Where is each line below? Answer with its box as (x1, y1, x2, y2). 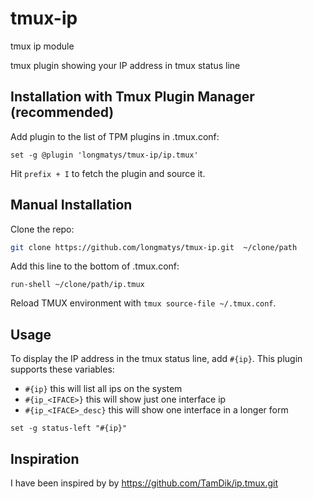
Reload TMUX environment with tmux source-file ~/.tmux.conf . (10, 297, 277, 309)
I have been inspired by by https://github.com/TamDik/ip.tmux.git (10, 477, 279, 489)
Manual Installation (10, 197, 133, 214)
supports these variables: (10, 363, 115, 376)
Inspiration (10, 450, 80, 467)
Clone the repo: (10, 223, 75, 235)
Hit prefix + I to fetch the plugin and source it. (10, 167, 206, 179)
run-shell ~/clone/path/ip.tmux (10, 280, 145, 290)
